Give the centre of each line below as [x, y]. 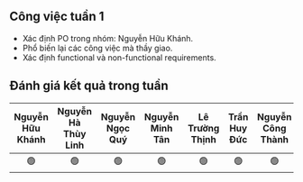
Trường [204, 128]
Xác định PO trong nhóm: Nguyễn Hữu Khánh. [108, 38]
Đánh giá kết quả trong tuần [89, 86]
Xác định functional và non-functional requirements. [119, 57]
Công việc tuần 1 [57, 17]
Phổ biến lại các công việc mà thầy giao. [97, 48]
